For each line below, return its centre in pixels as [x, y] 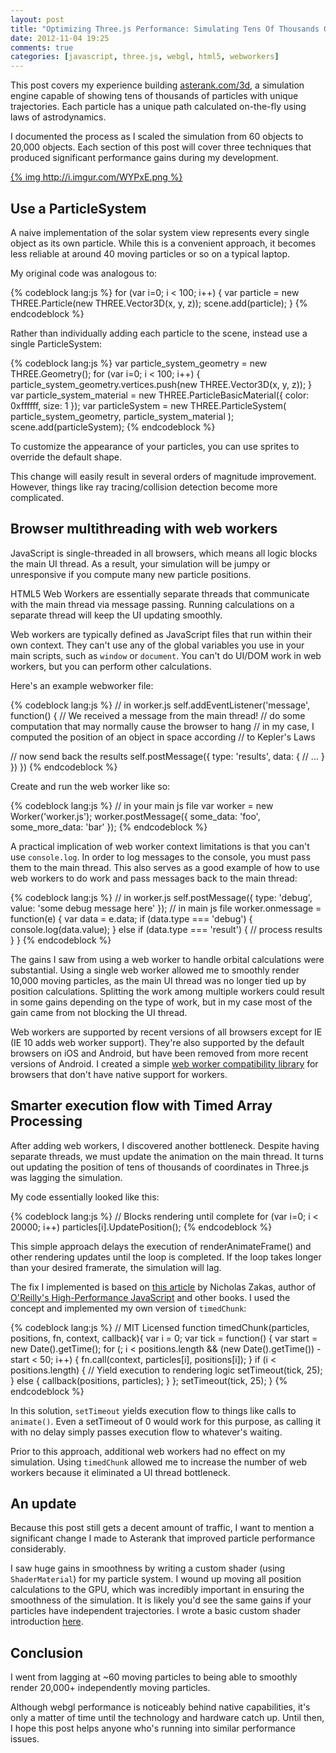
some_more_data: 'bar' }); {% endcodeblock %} [109, 827]
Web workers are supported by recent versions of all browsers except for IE [166, 1032]
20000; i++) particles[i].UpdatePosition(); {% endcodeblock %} [141, 1227]
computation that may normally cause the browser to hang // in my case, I [162, 726]
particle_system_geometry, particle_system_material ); [122, 416]
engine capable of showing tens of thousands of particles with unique [154, 96]
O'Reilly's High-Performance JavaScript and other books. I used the [150, 1297]
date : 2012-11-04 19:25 [60, 38]
